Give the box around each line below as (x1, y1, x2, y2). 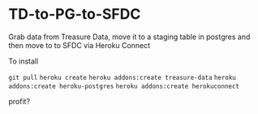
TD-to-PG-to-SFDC (8, 5, 141, 24)
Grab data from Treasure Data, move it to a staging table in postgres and (8, 32, 251, 42)
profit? (8, 96, 31, 106)
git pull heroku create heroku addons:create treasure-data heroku (8, 73, 237, 81)
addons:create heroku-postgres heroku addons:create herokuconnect (8, 82, 239, 90)
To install (8, 56, 39, 66)
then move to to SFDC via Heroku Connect (8, 40, 151, 50)
